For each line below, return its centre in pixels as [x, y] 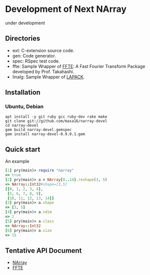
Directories [23, 38]
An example [17, 161]
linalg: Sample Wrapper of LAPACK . [49, 77]
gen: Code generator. [34, 56]
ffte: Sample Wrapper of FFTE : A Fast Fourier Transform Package [79, 66]
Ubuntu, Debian [24, 107]
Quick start [23, 149]
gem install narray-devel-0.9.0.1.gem [45, 134]
